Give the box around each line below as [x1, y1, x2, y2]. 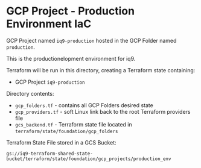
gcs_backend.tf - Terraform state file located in [14, 120, 132, 128]
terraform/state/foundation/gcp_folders [14, 128, 118, 134]
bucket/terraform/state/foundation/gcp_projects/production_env [6, 155, 171, 162]
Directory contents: [6, 90, 54, 97]
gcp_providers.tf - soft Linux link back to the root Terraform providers [14, 108, 191, 115]
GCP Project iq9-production [14, 78, 86, 86]
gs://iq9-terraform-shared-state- [6, 151, 94, 157]
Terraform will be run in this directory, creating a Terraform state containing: [6, 66, 196, 73]
